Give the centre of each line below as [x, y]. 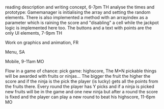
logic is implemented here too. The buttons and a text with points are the [79, 28]
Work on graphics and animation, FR [42, 43]
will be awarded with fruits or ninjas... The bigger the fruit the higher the [78, 76]
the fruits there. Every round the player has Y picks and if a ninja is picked [80, 87]
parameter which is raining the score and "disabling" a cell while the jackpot [82, 22]
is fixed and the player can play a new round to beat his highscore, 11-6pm [80, 97]
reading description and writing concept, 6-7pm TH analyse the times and [80, 7]
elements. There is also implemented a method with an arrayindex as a [77, 17]
